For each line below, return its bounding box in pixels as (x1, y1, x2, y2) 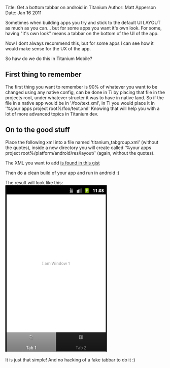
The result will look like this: (5, 179, 63, 185)
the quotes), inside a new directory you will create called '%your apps (5, 145, 151, 151)
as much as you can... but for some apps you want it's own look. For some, (5, 25, 162, 31)
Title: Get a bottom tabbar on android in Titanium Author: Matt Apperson (5, 5, 156, 10)
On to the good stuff (5, 126, 70, 134)
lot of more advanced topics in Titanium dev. (5, 110, 99, 117)
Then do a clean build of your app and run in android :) (5, 169, 120, 176)
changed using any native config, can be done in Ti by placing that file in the (5, 89, 165, 95)
